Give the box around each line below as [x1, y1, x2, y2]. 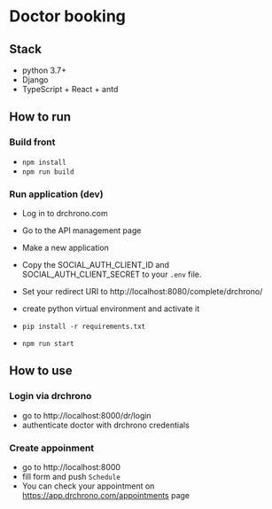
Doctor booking [9, 6, 126, 27]
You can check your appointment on [21, 481, 155, 491]
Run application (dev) [9, 188, 104, 200]
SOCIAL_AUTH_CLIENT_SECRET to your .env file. [21, 269, 202, 279]
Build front [9, 136, 56, 148]
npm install [21, 158, 66, 167]
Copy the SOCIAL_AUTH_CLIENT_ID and [21, 259, 170, 270]
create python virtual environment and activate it [21, 303, 200, 314]
